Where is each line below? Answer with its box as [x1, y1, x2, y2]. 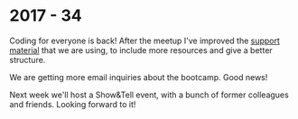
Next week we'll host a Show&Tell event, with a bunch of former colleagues [9, 89, 289, 100]
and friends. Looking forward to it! [9, 98, 136, 109]
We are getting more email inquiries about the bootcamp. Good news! [9, 71, 268, 82]
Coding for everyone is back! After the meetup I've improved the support [9, 35, 280, 46]
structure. [9, 54, 46, 65]
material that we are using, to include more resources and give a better [9, 44, 273, 55]
